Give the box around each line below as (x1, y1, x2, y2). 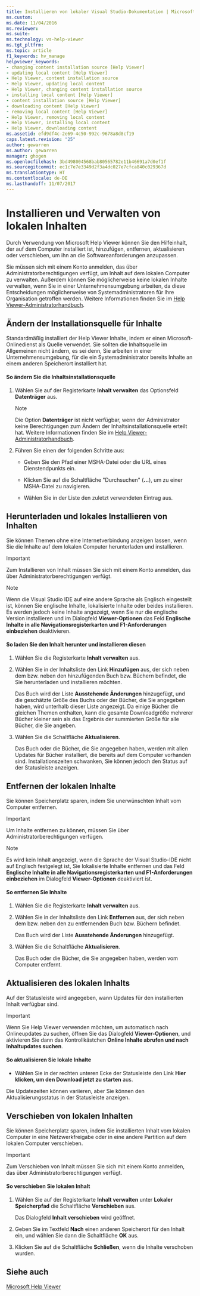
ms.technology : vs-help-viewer (6, 36, 84, 42)
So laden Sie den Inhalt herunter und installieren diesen (6, 641, 146, 648)
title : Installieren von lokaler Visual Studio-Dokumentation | (6, 8, 169, 15)
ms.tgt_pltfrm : (6, 42, 44, 48)
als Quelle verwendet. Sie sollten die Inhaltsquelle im (38, 341, 168, 348)
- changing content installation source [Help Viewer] (6, 64, 145, 70)
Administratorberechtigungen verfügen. (6, 833, 104, 840)
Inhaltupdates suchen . (6, 1042, 64, 1049)
